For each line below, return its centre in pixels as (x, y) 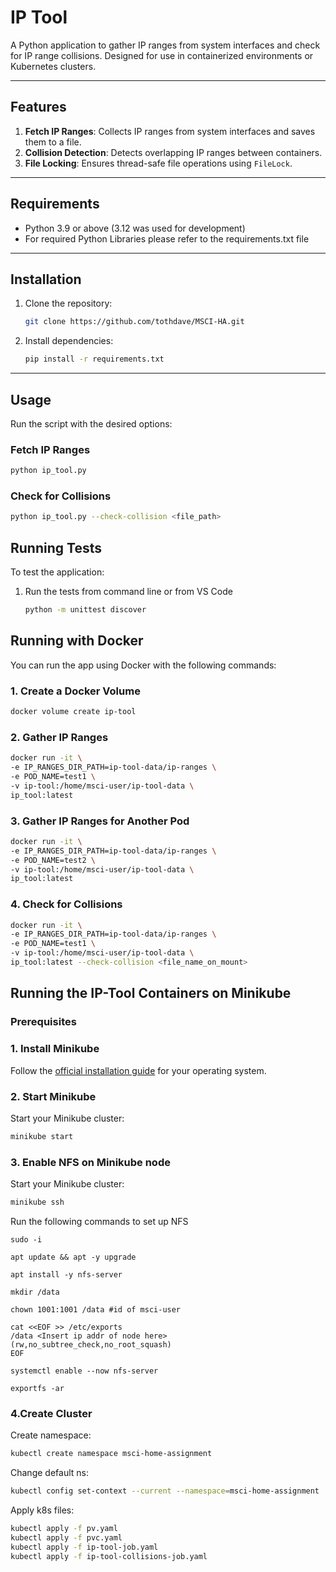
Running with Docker (77, 641)
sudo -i (26, 1239)
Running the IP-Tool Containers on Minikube (151, 993)
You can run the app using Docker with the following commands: (143, 665)
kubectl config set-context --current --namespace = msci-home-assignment (165, 1491)
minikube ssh (37, 1202)
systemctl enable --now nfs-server (84, 1371)
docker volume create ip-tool (73, 712)
